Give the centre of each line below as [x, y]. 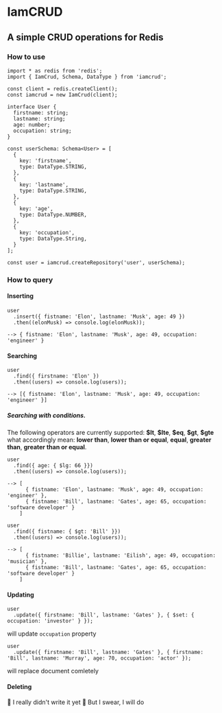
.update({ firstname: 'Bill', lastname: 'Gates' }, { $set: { [104, 615]
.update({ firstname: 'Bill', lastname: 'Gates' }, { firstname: [109, 652]
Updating [21, 595]
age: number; [32, 125]
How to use [26, 57]
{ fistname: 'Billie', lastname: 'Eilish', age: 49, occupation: [120, 555]
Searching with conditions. [47, 415]
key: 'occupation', [47, 233]
